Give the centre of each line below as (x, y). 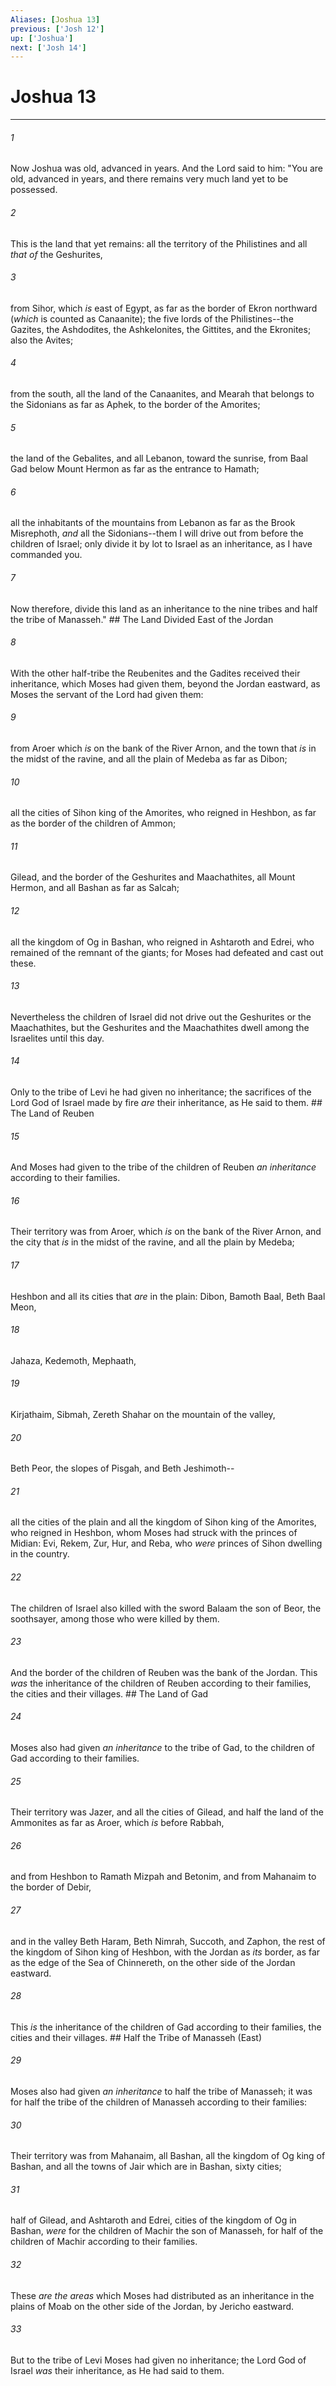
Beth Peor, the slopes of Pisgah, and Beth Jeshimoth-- (122, 1468)
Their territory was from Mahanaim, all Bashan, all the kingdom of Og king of (168, 2156)
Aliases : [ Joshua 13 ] (55, 19)
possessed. (34, 190)
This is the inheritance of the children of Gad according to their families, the (166, 2027)
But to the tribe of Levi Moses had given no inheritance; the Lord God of (158, 2360)
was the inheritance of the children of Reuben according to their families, (161, 1683)
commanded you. (46, 555)
